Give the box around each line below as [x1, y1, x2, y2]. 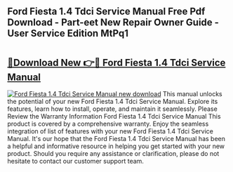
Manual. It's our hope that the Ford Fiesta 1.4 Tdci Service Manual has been [7, 135, 226, 143]
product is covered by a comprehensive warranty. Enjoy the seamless [7, 119, 209, 128]
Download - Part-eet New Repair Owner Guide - [7, 17, 220, 29]
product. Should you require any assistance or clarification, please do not [7, 150, 220, 157]
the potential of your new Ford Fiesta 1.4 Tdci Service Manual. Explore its [7, 98, 218, 105]
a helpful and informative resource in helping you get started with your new [7, 142, 225, 150]
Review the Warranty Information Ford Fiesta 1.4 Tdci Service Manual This [7, 112, 221, 120]
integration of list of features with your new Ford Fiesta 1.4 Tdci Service [7, 127, 214, 135]
